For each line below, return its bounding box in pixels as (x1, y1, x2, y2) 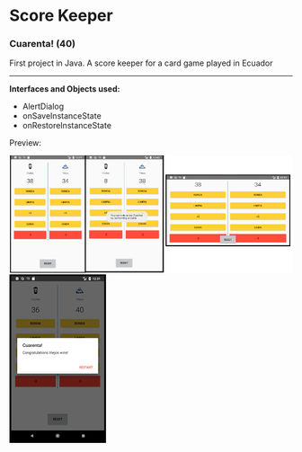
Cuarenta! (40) (9, 38, 76, 50)
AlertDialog (22, 101, 65, 112)
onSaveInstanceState (22, 111, 102, 121)
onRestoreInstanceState (22, 120, 112, 131)
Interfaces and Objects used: (9, 84, 120, 94)
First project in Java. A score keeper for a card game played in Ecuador (9, 58, 273, 68)
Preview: (9, 137, 42, 148)
